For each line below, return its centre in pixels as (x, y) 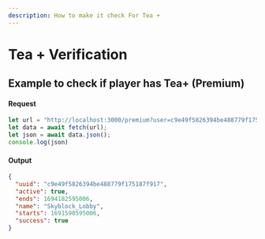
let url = (24, 120)
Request (22, 103)
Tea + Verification (68, 54)
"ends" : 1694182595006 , (54, 199)
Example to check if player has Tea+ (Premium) (127, 84)
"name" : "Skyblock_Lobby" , (60, 206)
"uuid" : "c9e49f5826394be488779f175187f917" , (91, 184)
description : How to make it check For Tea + (84, 15)
